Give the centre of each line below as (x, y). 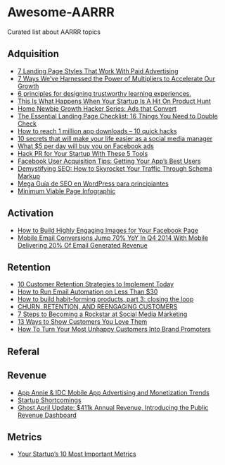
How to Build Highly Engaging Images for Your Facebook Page (108, 230)
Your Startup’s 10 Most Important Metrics (77, 454)
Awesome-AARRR (61, 12)
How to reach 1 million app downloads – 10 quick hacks (97, 131)
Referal (24, 351)
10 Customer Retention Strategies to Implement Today (96, 284)
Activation (31, 213)
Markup (29, 176)
